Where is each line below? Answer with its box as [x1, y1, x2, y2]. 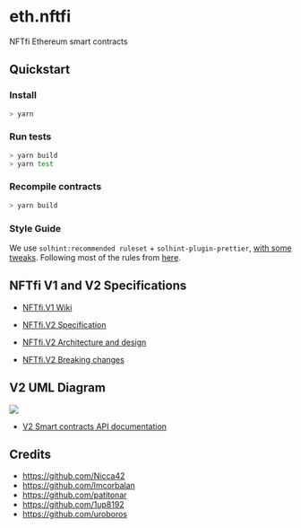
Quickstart [9, 62, 71, 77]
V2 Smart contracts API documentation [21, 420, 168, 432]
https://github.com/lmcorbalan [21, 480, 136, 491]
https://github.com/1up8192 [21, 499, 125, 510]
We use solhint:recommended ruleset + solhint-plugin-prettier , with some [9, 242, 292, 253]
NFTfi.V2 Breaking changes [21, 354, 125, 365]
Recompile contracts [9, 180, 102, 193]
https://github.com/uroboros [21, 509, 128, 520]
